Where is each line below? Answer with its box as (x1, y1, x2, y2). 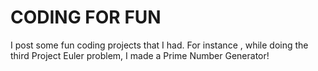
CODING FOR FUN (10, 6, 162, 29)
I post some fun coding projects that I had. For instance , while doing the (10, 39, 309, 51)
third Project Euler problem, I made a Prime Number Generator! (10, 49, 270, 61)
